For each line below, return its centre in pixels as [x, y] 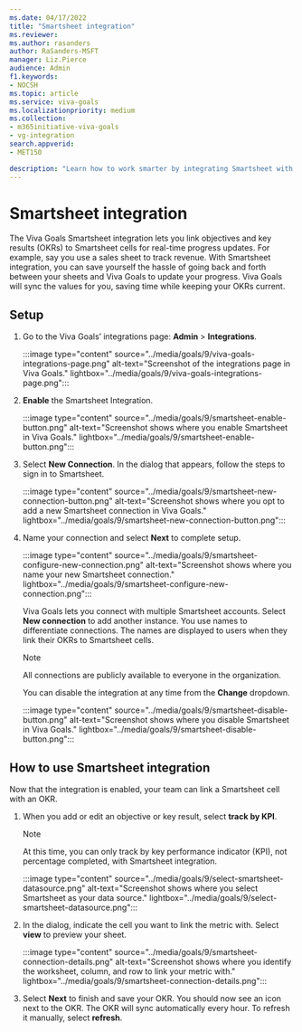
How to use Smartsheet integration [110, 767]
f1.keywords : [34, 77]
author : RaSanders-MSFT [54, 52]
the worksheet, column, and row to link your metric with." [129, 971]
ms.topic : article [44, 93]
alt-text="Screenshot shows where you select [173, 888]
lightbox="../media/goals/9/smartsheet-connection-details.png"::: [145, 981]
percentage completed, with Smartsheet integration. [119, 861]
